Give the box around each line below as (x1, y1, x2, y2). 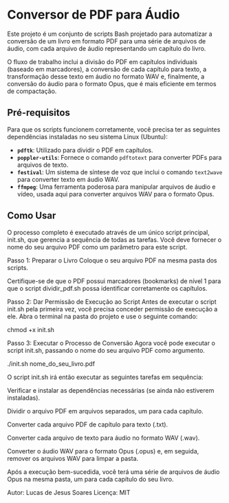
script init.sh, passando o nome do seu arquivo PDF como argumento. (7, 346, 205, 354)
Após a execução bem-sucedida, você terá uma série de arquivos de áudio (7, 467, 220, 475)
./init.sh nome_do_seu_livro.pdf (7, 359, 95, 368)
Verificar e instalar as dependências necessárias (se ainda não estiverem (7, 386, 215, 394)
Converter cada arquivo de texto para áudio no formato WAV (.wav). (7, 433, 200, 442)
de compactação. (7, 87, 57, 95)
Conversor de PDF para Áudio (7, 7, 180, 23)
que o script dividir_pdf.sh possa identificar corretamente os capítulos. (7, 284, 208, 292)
